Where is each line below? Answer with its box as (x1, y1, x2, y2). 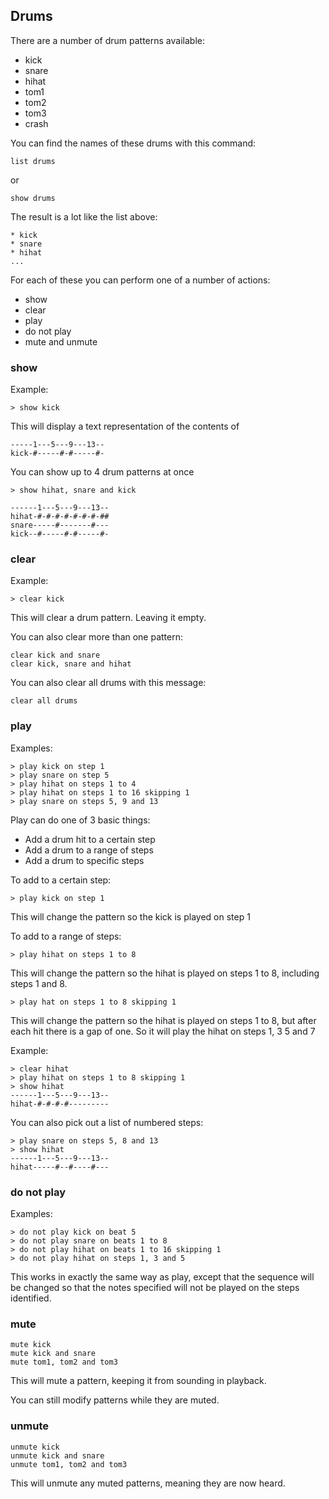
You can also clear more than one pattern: (10, 631, 184, 643)
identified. (10, 1292, 52, 1304)
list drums (10, 156, 56, 166)
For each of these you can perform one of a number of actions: (10, 274, 271, 286)
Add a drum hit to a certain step (24, 833, 156, 845)
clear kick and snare (10, 650, 101, 661)
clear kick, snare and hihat (10, 659, 132, 669)
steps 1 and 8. (10, 977, 68, 989)
